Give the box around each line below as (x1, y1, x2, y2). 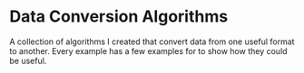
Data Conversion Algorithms (9, 6, 229, 27)
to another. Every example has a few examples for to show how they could (9, 45, 288, 56)
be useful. (9, 55, 47, 66)
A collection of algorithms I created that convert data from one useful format (9, 36, 295, 47)
